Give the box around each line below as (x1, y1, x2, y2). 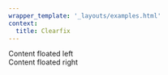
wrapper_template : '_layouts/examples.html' (8, 11, 162, 20)
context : (8, 19, 38, 27)
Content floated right (8, 57, 79, 67)
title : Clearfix (15, 27, 71, 35)
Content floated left (8, 49, 74, 59)
